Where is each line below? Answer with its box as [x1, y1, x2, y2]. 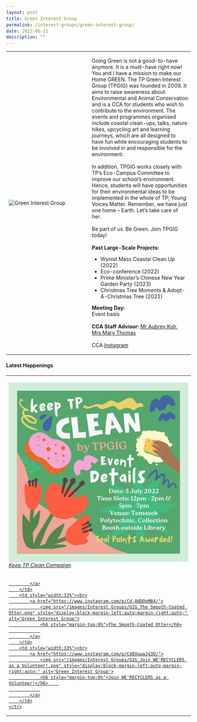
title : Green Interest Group [6, 15, 77, 22]
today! [91, 232, 107, 239]
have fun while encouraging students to [91, 138, 188, 145]
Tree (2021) [133, 293, 163, 300]
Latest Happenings [6, 361, 54, 369]
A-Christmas [100, 293, 132, 300]
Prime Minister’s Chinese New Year [100, 274, 185, 281]
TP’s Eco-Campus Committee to [91, 169, 170, 176]
